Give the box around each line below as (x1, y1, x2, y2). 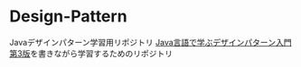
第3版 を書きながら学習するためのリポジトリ (9, 47, 174, 59)
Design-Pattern (9, 6, 128, 27)
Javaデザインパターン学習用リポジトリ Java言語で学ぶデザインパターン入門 (9, 37, 292, 47)
